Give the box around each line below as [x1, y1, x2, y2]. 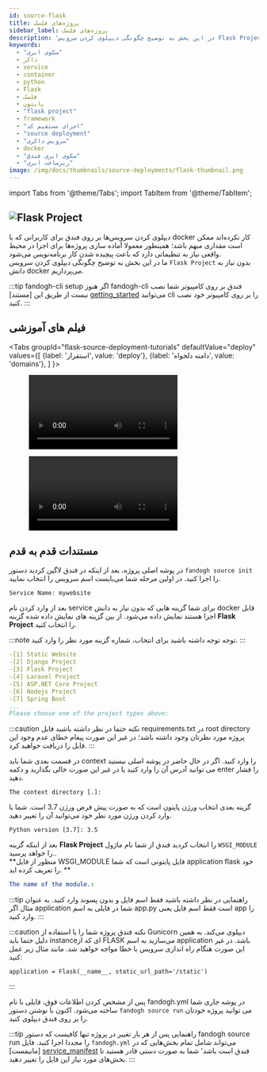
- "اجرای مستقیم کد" [16, 122, 84, 130]
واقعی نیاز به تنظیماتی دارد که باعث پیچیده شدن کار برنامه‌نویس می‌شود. [9, 249, 222, 258]
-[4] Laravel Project [9, 673, 81, 681]
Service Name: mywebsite [9, 589, 91, 597]
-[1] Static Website [9, 651, 78, 659]
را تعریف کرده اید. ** [9, 865, 71, 875]
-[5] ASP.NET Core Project [9, 680, 98, 688]
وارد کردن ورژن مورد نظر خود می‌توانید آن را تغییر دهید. [9, 810, 172, 821]
